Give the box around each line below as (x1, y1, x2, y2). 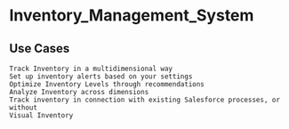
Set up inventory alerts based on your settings (9, 72, 193, 81)
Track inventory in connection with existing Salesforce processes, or (9, 95, 280, 104)
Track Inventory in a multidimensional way (9, 64, 173, 73)
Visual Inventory (9, 111, 74, 120)
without (9, 103, 38, 112)
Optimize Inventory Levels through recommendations (9, 80, 205, 89)
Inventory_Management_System (9, 5, 254, 26)
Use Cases (9, 41, 70, 56)
